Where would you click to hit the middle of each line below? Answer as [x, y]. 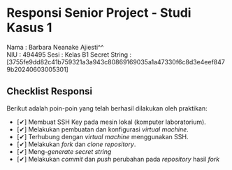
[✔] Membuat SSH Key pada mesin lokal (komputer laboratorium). [111, 122]
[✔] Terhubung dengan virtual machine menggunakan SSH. [102, 136]
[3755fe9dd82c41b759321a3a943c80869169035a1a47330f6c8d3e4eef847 [116, 62]
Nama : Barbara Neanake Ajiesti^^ [55, 47]
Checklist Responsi [49, 91]
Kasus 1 [29, 28]
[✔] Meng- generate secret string [64, 151]
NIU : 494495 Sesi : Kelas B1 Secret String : [69, 55]
